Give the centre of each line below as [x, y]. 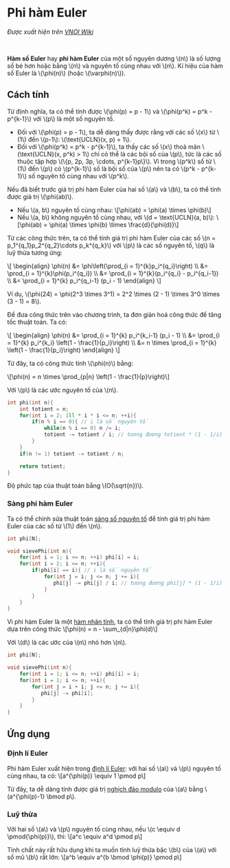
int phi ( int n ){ [30, 402]
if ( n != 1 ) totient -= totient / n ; [72, 454]
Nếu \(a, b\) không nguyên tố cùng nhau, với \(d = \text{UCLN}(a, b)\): [116, 217]
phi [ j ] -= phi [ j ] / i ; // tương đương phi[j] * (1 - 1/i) [138, 583]
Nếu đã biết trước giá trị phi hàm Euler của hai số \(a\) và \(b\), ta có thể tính [114, 189]
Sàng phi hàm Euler [40, 504]
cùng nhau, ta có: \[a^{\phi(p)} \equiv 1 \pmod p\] [77, 776]
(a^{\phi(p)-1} [26, 796]
